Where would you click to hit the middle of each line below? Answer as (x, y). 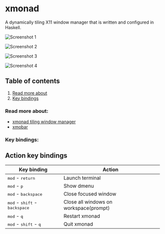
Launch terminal (82, 178)
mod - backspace (25, 194)
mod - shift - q (24, 224)
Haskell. (13, 27)
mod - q (15, 216)
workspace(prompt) (87, 208)
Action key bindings (36, 156)
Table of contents (32, 81)
